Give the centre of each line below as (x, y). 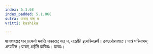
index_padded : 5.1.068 (28, 14)
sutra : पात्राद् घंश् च (22, 18)
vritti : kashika (22, 23)
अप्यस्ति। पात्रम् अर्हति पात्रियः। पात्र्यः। (35, 47)
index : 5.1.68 (20, 9)
